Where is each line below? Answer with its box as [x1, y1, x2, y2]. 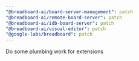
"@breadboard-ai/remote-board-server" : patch [5, 14, 122, 21]
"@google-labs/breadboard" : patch [5, 31, 93, 37]
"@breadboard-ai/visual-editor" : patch [5, 25, 106, 32]
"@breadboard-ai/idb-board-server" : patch [5, 20, 114, 26]
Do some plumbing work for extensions [5, 48, 104, 55]
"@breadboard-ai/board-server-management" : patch [5, 8, 134, 15]
